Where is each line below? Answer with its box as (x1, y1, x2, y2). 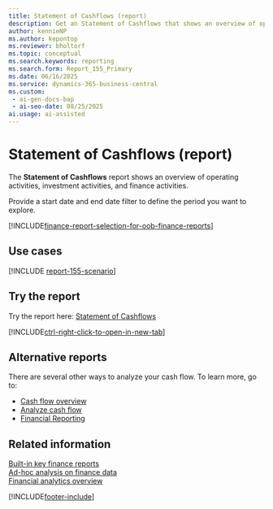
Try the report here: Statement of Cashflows (8, 311, 157, 321)
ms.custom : (8, 87, 45, 96)
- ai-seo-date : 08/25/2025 (11, 102, 104, 111)
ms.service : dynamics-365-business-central (8, 80, 158, 88)
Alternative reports (8, 350, 107, 364)
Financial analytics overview (8, 476, 103, 486)
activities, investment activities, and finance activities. (8, 181, 188, 190)
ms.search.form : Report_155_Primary (8, 65, 132, 73)
